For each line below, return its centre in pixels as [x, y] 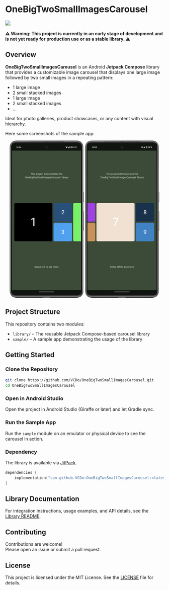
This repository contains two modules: [45, 324]
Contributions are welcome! [34, 544]
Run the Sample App [31, 423]
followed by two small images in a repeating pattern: [59, 77]
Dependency [21, 452]
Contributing [26, 532]
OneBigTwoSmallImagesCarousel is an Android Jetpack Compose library [82, 67]
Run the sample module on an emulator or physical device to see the [75, 433]
